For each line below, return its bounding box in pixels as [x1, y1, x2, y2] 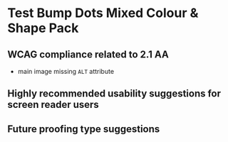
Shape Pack [7, 20, 79, 36]
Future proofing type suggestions [7, 123, 160, 135]
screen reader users [7, 99, 100, 111]
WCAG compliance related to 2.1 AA [7, 48, 169, 60]
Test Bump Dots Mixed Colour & [7, 5, 199, 21]
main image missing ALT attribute [17, 67, 115, 75]
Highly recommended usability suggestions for [7, 87, 222, 100]
